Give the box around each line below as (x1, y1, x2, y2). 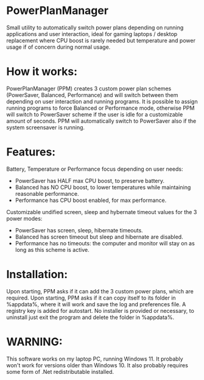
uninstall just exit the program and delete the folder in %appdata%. (6, 314, 175, 321)
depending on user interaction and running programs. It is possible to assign (6, 98, 198, 105)
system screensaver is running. (6, 123, 85, 131)
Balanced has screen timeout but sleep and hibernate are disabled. (15, 233, 184, 240)
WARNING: (6, 335, 63, 348)
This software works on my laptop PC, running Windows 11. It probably (6, 355, 184, 362)
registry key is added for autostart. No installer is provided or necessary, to (6, 307, 195, 314)
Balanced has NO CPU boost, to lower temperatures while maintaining (15, 184, 191, 191)
